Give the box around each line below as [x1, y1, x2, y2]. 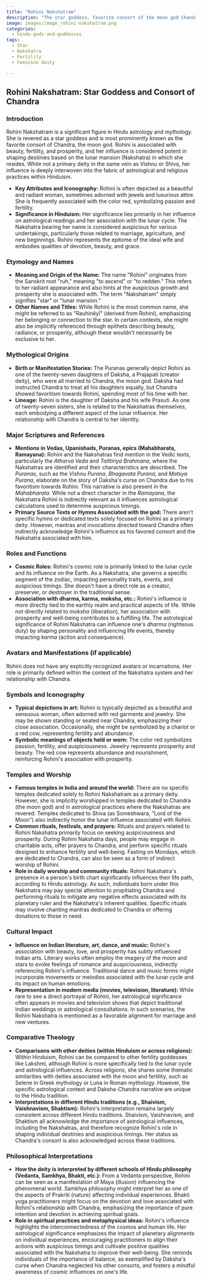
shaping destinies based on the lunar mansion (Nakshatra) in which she [6, 154, 183, 161]
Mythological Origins [6, 351, 69, 359]
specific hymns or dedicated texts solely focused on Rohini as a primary [14, 515, 194, 522]
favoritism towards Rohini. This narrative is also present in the [14, 483, 168, 490]
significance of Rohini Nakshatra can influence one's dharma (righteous [14, 621, 194, 628]
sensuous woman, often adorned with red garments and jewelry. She [14, 710, 186, 717]
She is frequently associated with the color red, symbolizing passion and [14, 197, 195, 205]
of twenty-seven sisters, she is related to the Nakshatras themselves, [14, 403, 186, 410]
